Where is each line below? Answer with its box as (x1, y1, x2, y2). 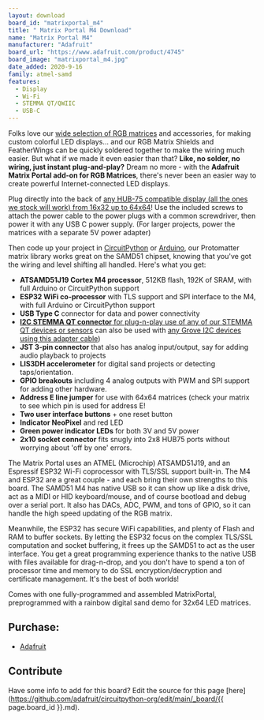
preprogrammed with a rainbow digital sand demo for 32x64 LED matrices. (8, 598, 251, 607)
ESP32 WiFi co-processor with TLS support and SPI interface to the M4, (19, 292, 256, 301)
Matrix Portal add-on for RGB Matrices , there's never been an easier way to (8, 171, 257, 180)
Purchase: (8, 621, 60, 634)
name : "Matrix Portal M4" (8, 33, 93, 42)
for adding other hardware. (19, 384, 108, 393)
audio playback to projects (19, 351, 106, 360)
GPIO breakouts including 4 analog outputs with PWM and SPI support (19, 376, 250, 385)
